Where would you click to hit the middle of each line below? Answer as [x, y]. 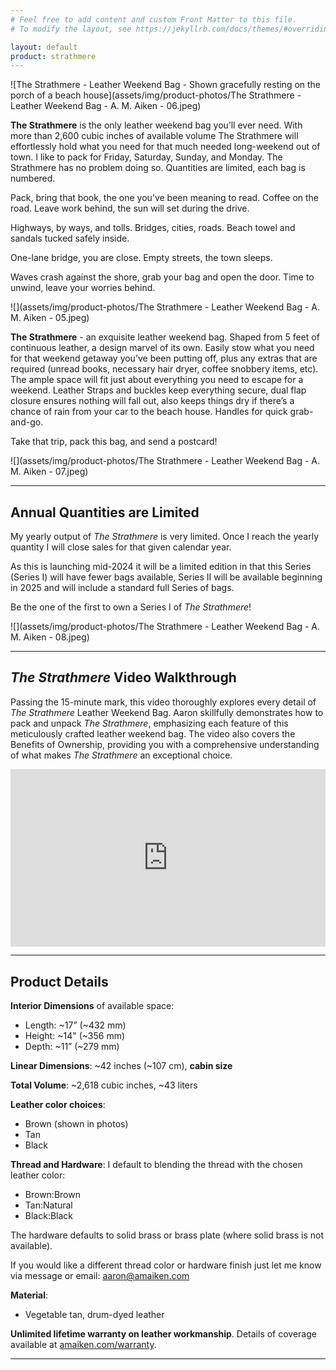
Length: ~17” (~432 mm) [75, 1025]
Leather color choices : [58, 1105]
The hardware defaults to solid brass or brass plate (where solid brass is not [167, 1235]
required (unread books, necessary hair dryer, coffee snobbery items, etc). [164, 369]
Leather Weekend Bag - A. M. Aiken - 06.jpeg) [106, 106]
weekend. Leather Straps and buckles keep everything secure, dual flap [158, 390]
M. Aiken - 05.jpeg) [50, 318]
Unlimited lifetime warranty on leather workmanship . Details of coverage [163, 1334]
